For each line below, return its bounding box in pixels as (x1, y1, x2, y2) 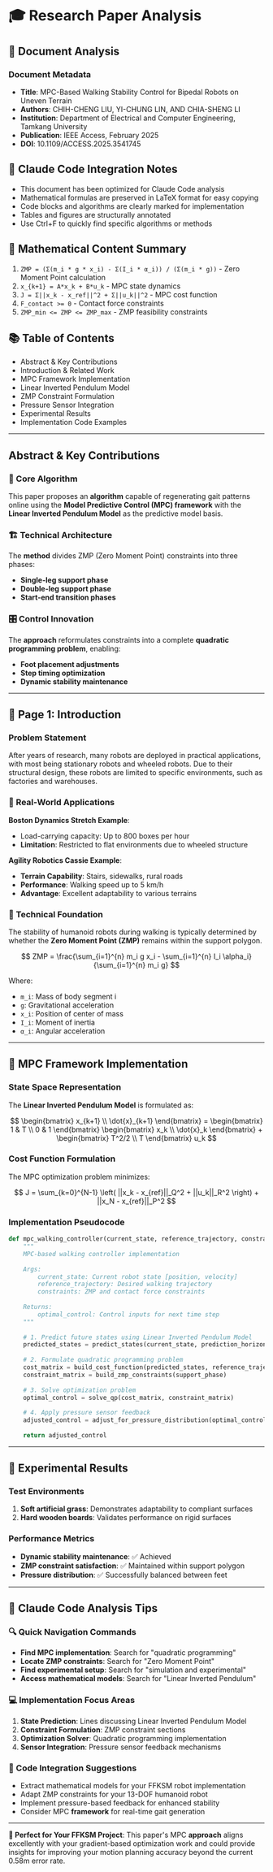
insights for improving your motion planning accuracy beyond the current (8, 1848, 253, 1857)
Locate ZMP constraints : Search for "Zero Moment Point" (19, 1657, 215, 1666)
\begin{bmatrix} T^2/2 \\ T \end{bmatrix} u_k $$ (56, 1133, 217, 1142)
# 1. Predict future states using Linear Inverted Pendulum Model (23, 1333, 253, 1341)
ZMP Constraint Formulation (19, 392, 115, 401)
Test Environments (8, 1486, 84, 1497)
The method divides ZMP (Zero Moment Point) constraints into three (8, 551, 238, 561)
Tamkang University (19, 121, 88, 131)
